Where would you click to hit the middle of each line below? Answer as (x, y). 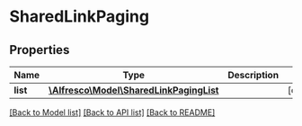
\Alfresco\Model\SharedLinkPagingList (133, 90)
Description (253, 75)
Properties (40, 50)
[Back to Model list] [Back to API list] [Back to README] (112, 112)
